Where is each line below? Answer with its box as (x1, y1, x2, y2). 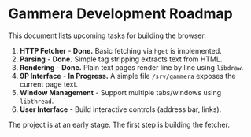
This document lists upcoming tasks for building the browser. (8, 31, 206, 40)
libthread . (19, 96, 54, 106)
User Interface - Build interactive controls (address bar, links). (19, 104, 222, 114)
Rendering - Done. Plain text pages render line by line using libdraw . (19, 62, 244, 72)
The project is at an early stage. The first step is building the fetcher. (8, 120, 231, 129)
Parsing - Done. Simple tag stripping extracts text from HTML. (19, 54, 223, 64)
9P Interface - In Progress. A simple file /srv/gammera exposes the (19, 71, 236, 80)
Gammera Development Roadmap (8, 5, 234, 23)
